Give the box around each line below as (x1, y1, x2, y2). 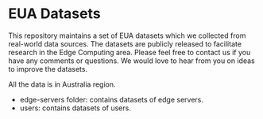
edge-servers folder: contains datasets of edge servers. (19, 95, 204, 104)
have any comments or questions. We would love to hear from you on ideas (8, 56, 256, 65)
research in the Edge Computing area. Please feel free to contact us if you (8, 47, 251, 57)
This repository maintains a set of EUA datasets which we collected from (8, 31, 246, 40)
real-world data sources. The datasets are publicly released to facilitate (8, 39, 242, 48)
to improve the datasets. (8, 64, 88, 73)
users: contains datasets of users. (19, 103, 131, 113)
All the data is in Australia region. (8, 80, 117, 89)
